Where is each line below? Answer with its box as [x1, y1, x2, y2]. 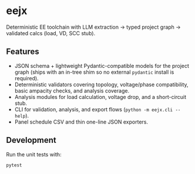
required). [14, 74, 39, 81]
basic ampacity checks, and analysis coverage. [14, 87, 130, 94]
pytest [6, 162, 22, 168]
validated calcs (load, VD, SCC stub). [6, 29, 96, 36]
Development [6, 135, 57, 145]
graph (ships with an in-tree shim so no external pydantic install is [14, 69, 174, 76]
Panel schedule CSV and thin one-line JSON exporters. [14, 118, 149, 125]
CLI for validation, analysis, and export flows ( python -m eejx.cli [14, 105, 173, 112]
